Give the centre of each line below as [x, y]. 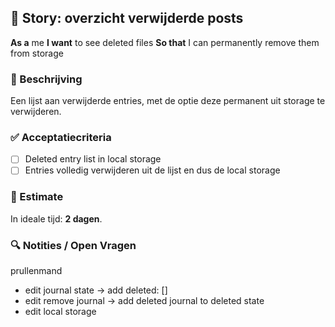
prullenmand [36, 271]
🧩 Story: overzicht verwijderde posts [127, 18]
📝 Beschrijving [46, 79]
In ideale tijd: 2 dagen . [56, 218]
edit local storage [60, 312]
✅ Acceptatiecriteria [61, 138]
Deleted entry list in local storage [93, 159]
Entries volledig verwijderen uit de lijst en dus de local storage [152, 170]
